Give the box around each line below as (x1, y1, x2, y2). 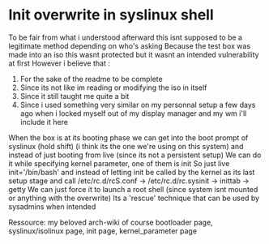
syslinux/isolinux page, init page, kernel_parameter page (8, 225, 197, 236)
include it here (19, 117, 69, 126)
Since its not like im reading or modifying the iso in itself (19, 83, 207, 92)
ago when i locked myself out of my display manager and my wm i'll (19, 108, 247, 118)
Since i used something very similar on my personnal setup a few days (19, 100, 256, 109)
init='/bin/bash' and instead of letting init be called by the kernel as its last (8, 167, 255, 177)
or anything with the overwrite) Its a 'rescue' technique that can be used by (8, 193, 260, 203)
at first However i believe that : (8, 58, 111, 68)
